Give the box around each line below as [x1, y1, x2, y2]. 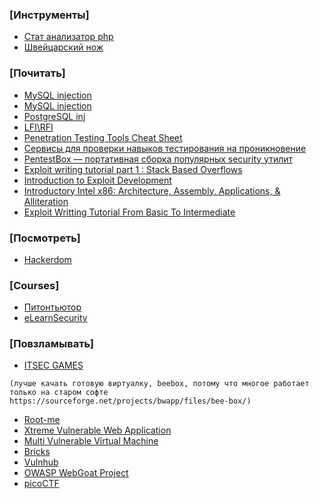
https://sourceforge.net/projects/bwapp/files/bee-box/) [9, 396, 252, 407]
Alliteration [23, 195, 69, 207]
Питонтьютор [23, 301, 82, 313]
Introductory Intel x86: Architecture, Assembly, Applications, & [23, 184, 281, 197]
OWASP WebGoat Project [23, 467, 129, 479]
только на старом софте [9, 388, 109, 398]
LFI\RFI [23, 121, 54, 133]
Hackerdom [23, 253, 72, 265]
